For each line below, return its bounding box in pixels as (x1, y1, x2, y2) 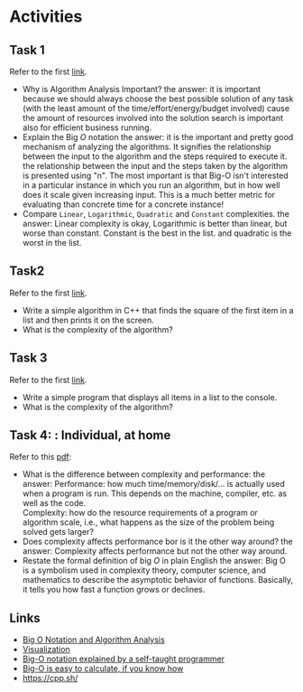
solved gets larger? (22, 527, 95, 538)
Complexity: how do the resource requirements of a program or (22, 508, 259, 519)
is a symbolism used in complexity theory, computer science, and (22, 565, 266, 575)
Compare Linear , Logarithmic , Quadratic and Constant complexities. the (22, 209, 290, 219)
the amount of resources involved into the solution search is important (22, 113, 284, 123)
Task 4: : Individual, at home (9, 427, 171, 444)
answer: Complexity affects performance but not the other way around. (22, 546, 288, 556)
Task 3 (9, 351, 48, 366)
